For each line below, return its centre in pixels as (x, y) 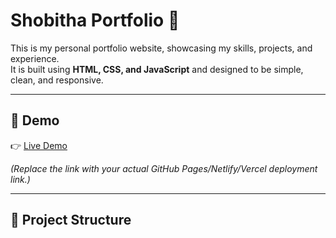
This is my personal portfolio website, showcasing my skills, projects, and (161, 48)
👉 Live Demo (39, 145)
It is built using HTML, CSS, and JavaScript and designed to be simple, (157, 69)
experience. (35, 58)
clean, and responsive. (57, 80)
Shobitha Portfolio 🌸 (95, 20)
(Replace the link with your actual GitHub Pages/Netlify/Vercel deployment (164, 168)
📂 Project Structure (71, 220)
